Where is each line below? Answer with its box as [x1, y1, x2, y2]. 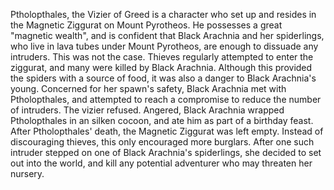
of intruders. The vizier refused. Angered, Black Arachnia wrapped [10, 104, 285, 116]
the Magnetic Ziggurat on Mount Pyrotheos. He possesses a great [10, 19, 283, 31]
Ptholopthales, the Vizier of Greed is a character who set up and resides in [10, 9, 317, 20]
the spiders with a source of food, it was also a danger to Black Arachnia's [10, 72, 317, 84]
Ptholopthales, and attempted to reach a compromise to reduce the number [10, 94, 322, 105]
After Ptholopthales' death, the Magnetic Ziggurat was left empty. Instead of [10, 125, 324, 137]
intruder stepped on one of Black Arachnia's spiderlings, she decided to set [10, 147, 322, 158]
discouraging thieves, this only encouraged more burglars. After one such [10, 136, 315, 148]
